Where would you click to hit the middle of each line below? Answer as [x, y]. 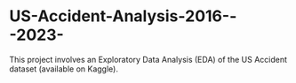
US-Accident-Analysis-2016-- [123, 16]
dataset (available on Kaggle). [64, 69]
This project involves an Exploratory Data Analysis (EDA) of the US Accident [148, 59]
